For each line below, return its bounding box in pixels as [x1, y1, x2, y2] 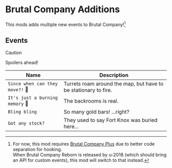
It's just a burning [8, 95, 58, 101]
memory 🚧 [8, 100, 29, 107]
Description [99, 71, 129, 79]
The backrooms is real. [63, 98, 119, 105]
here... [63, 123, 79, 130]
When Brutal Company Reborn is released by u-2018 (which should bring [12, 152, 167, 158]
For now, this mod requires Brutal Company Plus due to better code [12, 141, 155, 147]
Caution [5, 50, 22, 56]
